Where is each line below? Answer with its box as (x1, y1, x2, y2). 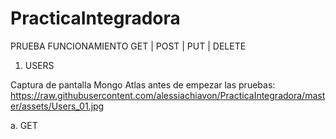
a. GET (10, 119, 38, 131)
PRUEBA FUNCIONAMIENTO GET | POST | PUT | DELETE (10, 40, 247, 52)
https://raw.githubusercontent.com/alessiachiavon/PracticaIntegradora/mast (10, 89, 326, 101)
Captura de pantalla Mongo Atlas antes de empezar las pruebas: (10, 78, 276, 91)
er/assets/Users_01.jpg (10, 100, 105, 112)
